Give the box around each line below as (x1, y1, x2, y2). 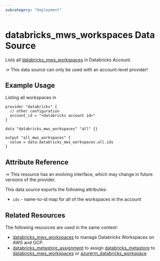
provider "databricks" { (5, 104, 57, 109)
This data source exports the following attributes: (5, 187, 107, 193)
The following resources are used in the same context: (5, 225, 118, 230)
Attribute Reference (5, 158, 69, 166)
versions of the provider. (5, 177, 56, 183)
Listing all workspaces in (5, 95, 56, 101)
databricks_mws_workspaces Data (5, 29, 155, 40)
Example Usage (5, 81, 55, 90)
